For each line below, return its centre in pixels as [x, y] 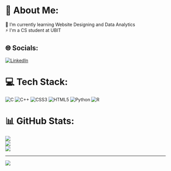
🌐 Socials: [22, 48]
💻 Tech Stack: [37, 82]
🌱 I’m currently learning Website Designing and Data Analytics [70, 24]
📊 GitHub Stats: [40, 121]
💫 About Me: [32, 10]
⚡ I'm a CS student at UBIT [33, 30]
